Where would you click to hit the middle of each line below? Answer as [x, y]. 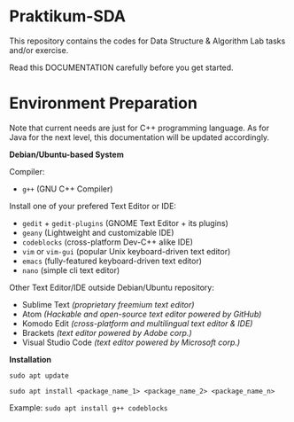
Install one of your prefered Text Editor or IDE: [93, 206]
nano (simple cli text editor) [71, 270]
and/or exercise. [39, 50]
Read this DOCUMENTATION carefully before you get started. [121, 67]
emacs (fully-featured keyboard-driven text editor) [112, 261]
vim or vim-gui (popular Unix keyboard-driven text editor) [126, 251]
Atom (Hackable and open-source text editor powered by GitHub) [142, 314]
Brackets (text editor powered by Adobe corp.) [107, 332]
